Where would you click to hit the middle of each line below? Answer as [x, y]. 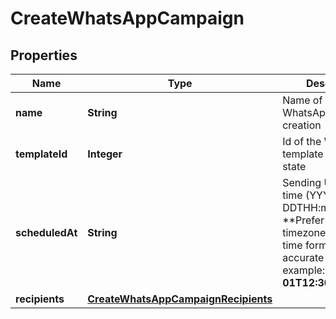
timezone [304, 232]
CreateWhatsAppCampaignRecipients [180, 299]
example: [304, 270]
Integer [105, 154]
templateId [41, 154]
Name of [302, 100]
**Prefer [303, 220]
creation [302, 125]
